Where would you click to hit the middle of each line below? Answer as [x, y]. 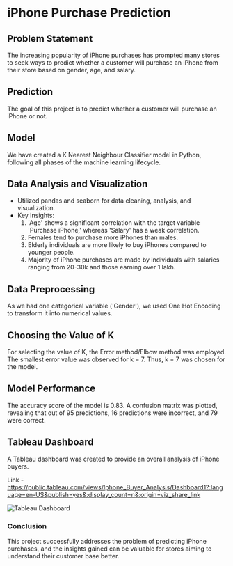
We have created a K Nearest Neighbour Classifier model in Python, [104, 155]
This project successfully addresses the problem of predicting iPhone [107, 541]
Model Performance [51, 389]
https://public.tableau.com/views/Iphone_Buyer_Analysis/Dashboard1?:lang [115, 487]
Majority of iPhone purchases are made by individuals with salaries [123, 260]
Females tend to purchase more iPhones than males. [103, 237]
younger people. [51, 253]
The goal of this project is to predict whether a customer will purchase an [112, 109]
